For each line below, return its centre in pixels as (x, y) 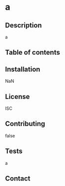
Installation (23, 69)
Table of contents (32, 52)
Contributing (25, 124)
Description (23, 25)
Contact (18, 179)
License (17, 97)
